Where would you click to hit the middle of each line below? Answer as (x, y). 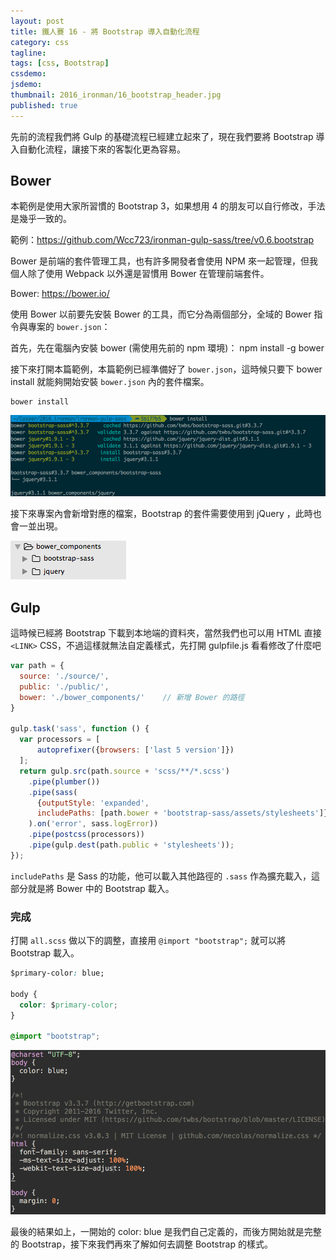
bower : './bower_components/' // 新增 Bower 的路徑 (132, 697)
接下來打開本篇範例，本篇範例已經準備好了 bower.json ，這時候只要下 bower (166, 369)
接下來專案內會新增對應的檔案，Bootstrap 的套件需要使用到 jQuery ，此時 (161, 514)
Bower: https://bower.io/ (60, 294)
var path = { (37, 666)
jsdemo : (26, 85)
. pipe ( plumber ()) (64, 781)
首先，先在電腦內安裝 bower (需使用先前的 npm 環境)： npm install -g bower (167, 348)
